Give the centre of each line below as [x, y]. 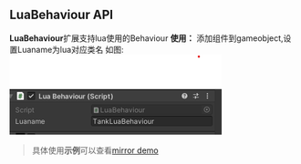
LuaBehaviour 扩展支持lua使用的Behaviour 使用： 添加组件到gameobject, [147, 38]
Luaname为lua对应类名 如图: [71, 49]
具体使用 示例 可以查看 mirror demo [95, 150]
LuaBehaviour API [62, 15]
